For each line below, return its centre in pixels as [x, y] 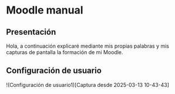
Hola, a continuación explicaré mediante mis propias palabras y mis [87, 46]
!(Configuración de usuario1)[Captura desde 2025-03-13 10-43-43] [87, 85]
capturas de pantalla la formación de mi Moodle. [65, 52]
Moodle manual [45, 10]
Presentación [31, 32]
